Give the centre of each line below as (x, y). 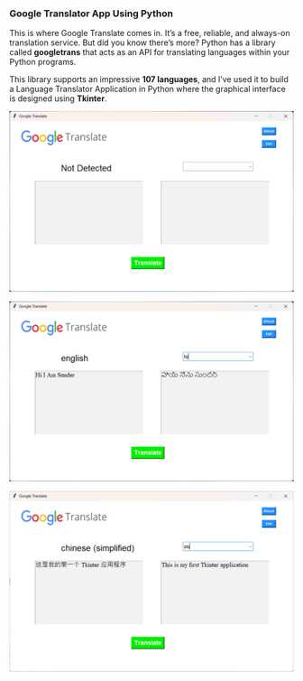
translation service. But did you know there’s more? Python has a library (143, 42)
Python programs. (43, 62)
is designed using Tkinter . (58, 98)
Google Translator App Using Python (92, 14)
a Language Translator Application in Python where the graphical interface (147, 89)
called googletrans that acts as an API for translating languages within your (150, 52)
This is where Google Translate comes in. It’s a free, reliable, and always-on (150, 33)
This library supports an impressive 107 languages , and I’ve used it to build (149, 79)
